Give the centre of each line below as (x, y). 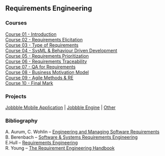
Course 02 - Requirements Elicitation (44, 39)
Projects (16, 96)
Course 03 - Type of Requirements (42, 45)
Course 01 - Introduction (31, 34)
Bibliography (21, 121)
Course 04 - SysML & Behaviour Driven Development (61, 50)
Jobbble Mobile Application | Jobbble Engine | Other (61, 107)
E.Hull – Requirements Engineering (42, 143)
